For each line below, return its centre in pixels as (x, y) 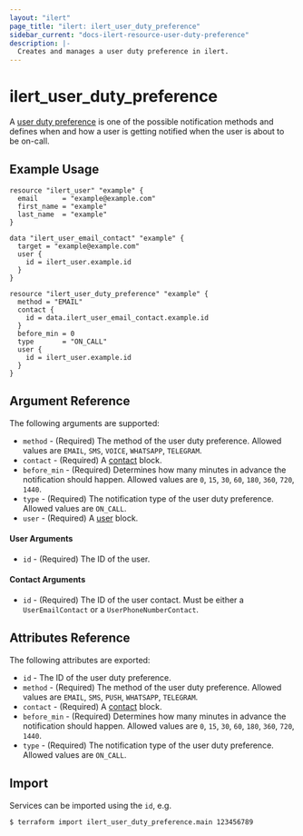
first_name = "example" (62, 206)
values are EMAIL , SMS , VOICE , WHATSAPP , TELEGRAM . (112, 450)
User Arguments (41, 539)
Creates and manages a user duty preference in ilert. (123, 52)
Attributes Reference (70, 638)
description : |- (40, 43)
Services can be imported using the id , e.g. (91, 805)
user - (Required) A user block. (80, 518)
